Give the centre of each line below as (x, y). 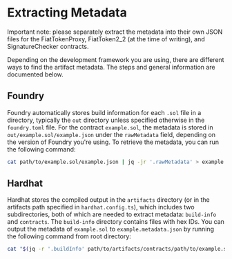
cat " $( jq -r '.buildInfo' (46, 249)
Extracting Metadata (67, 13)
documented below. (35, 74)
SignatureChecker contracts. (48, 46)
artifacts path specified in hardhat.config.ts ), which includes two (101, 207)
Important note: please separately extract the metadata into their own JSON (115, 32)
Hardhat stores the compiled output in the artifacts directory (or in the (108, 200)
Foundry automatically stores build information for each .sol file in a (104, 112)
